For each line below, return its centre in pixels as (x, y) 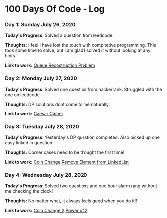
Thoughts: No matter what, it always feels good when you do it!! (71, 201)
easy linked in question (29, 143)
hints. (11, 56)
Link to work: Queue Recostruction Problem (50, 65)
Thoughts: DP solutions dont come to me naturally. (58, 104)
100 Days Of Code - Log (55, 9)
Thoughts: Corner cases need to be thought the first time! (65, 152)
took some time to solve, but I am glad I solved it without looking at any (78, 50)
